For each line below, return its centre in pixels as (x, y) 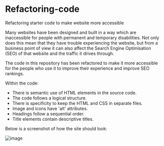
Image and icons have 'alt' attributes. (50, 108)
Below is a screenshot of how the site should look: (56, 128)
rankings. (15, 73)
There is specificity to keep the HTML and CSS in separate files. (77, 103)
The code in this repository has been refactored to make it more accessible (82, 63)
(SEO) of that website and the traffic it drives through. (60, 53)
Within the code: (22, 83)
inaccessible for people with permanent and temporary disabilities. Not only (82, 38)
